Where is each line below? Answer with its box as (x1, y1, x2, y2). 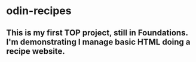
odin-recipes (6, 4, 72, 18)
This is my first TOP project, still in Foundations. (6, 28, 188, 38)
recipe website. (6, 46, 66, 56)
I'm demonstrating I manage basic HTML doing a (6, 37, 191, 47)
